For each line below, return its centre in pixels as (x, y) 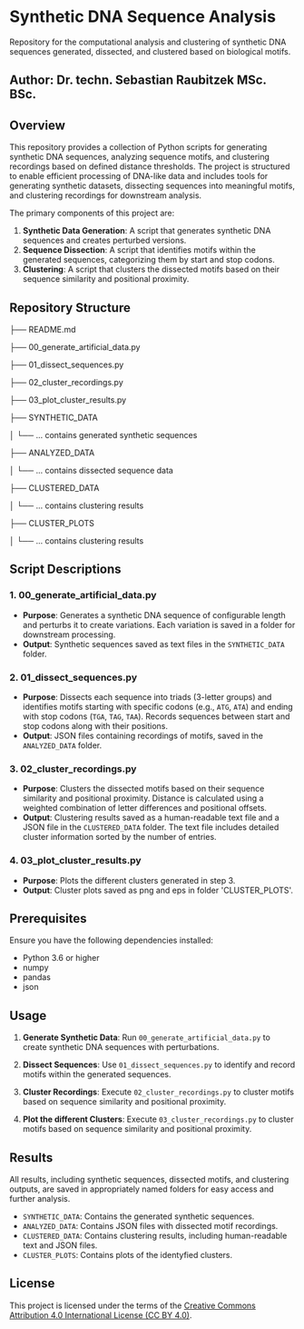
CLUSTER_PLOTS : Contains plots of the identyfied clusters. (127, 1254)
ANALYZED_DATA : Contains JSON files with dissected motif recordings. (150, 1225)
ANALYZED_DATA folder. (62, 745)
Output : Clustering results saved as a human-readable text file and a (151, 818)
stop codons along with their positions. (95, 725)
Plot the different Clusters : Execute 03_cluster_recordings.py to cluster (158, 1119)
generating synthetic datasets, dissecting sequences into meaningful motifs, (152, 186)
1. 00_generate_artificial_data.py (83, 595)
